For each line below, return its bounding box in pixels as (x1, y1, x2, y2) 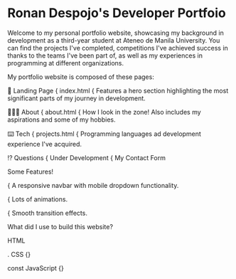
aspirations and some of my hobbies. (7, 115, 116, 124)
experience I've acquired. (7, 139, 82, 148)
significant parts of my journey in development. (7, 94, 146, 102)
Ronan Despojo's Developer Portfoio (7, 5, 226, 21)
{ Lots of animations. (7, 194, 68, 204)
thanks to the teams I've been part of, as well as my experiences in (7, 51, 203, 60)
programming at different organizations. (7, 58, 124, 67)
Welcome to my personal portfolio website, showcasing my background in (7, 28, 224, 37)
